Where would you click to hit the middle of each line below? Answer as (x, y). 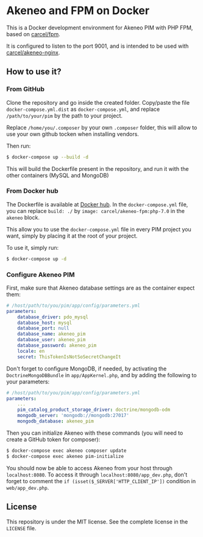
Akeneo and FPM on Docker (78, 11)
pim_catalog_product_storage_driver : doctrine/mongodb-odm (94, 410)
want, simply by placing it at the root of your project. (72, 236)
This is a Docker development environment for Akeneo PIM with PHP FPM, (100, 28)
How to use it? (34, 72)
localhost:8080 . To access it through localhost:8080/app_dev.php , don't (97, 475)
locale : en (31, 351)
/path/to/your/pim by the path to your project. (65, 115)
